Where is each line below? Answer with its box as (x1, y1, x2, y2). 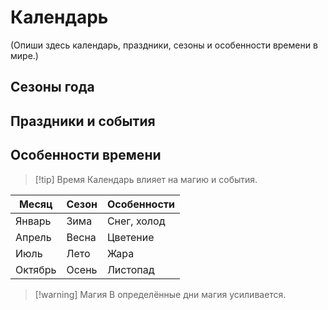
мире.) (10, 49, 39, 61)
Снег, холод (106, 214, 166, 228)
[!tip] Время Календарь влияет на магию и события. (34, 173, 258, 185)
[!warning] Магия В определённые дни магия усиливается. (34, 288, 287, 300)
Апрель (15, 230, 52, 244)
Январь (15, 214, 52, 228)
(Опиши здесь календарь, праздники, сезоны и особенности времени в (10, 39, 318, 51)
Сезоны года (10, 79, 95, 96)
